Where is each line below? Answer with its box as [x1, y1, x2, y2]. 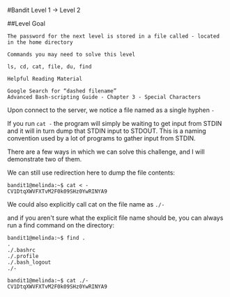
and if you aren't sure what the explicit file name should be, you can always [7, 214, 224, 222]
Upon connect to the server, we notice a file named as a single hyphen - [7, 106, 215, 114]
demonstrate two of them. [7, 155, 82, 163]
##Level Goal [7, 19, 45, 27]
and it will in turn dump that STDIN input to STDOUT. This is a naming [7, 127, 207, 135]
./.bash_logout [7, 259, 52, 266]
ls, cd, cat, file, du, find [7, 63, 92, 70]
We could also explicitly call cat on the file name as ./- [7, 200, 165, 208]
